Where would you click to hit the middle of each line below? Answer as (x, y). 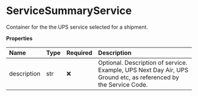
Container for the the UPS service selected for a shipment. (77, 27)
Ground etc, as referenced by (139, 77)
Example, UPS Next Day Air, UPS (143, 70)
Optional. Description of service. (143, 63)
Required (79, 53)
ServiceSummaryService (69, 11)
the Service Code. (123, 84)
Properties (19, 38)
